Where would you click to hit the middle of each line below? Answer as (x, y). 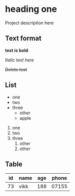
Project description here (29, 23)
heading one (31, 9)
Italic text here (20, 60)
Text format (23, 38)
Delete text (16, 69)
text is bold (17, 50)
